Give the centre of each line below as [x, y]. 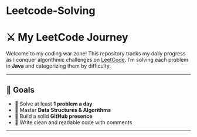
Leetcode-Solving [51, 11]
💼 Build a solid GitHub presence [53, 116]
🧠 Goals [21, 89]
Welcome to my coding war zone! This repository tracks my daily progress [96, 54]
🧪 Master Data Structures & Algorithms [63, 110]
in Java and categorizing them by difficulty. [59, 66]
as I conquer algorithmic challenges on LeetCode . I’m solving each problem [97, 60]
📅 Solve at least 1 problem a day [53, 104]
